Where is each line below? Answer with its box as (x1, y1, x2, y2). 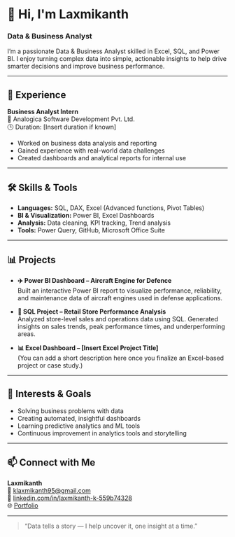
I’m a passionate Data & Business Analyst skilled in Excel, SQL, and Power (7, 47, 220, 55)
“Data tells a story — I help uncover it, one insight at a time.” (24, 522, 198, 530)
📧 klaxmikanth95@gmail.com (7, 486, 91, 494)
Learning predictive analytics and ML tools (17, 421, 141, 430)
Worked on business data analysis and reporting (17, 139, 157, 148)
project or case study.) (17, 361, 83, 370)
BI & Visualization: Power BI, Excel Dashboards (17, 211, 155, 220)
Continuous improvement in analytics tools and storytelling (17, 428, 187, 437)
